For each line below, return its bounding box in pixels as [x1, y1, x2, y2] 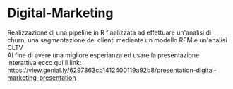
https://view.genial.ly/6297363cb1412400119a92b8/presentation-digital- [7, 66, 217, 74]
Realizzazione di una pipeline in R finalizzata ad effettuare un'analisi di [7, 28, 212, 37]
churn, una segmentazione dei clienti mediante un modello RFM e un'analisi [7, 35, 227, 44]
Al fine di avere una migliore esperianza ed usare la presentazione [7, 51, 200, 59]
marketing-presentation [7, 73, 76, 82]
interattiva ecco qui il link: [7, 58, 82, 66]
